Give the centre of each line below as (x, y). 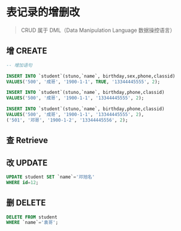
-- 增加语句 (19, 65)
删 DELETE (26, 203)
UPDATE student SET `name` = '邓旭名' (51, 177)
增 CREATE (27, 51)
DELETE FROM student (32, 217)
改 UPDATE (27, 163)
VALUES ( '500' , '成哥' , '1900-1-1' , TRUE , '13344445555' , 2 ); (83, 82)
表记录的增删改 (43, 12)
